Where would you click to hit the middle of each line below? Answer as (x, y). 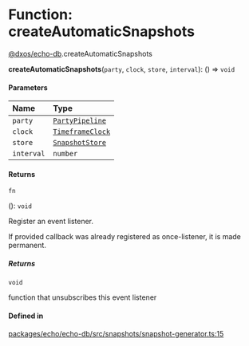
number (65, 154)
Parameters (28, 87)
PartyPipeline (79, 121)
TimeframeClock (82, 132)
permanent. (27, 246)
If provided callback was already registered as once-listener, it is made (125, 237)
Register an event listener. (51, 222)
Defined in (26, 316)
